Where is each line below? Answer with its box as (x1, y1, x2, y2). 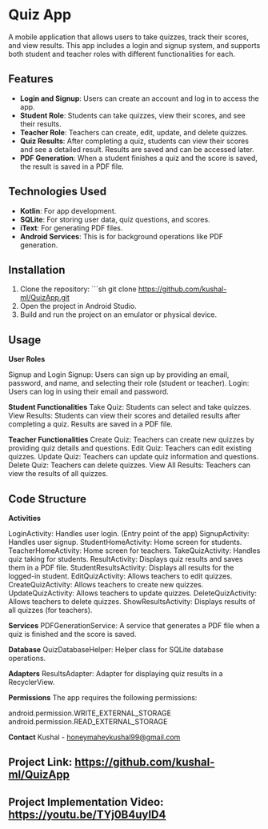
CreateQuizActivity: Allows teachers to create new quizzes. (8, 580, 204, 589)
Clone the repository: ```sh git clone (19, 284, 138, 294)
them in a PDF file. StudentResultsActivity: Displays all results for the (8, 563, 234, 572)
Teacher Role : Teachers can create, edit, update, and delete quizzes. (19, 127, 248, 137)
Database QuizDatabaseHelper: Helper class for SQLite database (8, 645, 224, 654)
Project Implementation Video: (8, 795, 164, 809)
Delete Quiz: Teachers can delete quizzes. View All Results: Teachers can (8, 460, 250, 470)
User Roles (8, 354, 46, 364)
